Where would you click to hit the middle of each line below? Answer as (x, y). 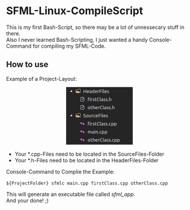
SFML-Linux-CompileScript (75, 11)
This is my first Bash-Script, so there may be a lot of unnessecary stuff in (95, 27)
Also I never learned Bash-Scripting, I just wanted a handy (77, 40)
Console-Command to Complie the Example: (60, 172)
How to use (27, 65)
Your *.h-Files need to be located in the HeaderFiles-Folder (86, 160)
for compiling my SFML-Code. (69, 46)
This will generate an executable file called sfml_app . (71, 194)
